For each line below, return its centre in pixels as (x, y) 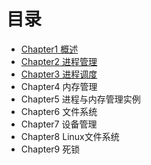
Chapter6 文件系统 (59, 111)
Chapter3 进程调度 (59, 74)
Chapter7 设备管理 (59, 124)
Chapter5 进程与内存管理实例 (80, 99)
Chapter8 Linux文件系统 (70, 136)
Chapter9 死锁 (50, 149)
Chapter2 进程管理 (59, 61)
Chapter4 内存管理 (59, 86)
